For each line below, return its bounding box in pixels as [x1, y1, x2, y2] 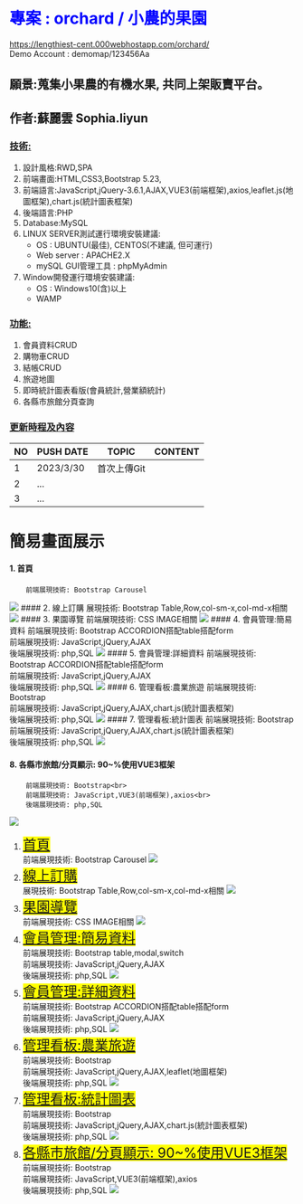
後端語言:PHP [22, 207, 74, 218]
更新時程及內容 [9, 422, 75, 434]
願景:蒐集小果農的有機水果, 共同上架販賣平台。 [9, 77, 270, 92]
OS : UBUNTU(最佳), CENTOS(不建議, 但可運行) [35, 240, 213, 251]
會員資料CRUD [22, 340, 78, 351]
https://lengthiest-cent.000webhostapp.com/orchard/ [9, 38, 210, 50]
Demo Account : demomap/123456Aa [9, 48, 150, 59]
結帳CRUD [22, 363, 62, 374]
